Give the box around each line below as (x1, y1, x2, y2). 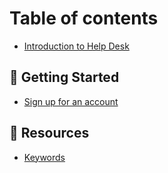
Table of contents (9, 7, 159, 30)
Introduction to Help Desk (23, 40, 130, 52)
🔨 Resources (9, 125, 90, 142)
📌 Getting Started (9, 69, 120, 86)
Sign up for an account (23, 95, 119, 107)
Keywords (23, 151, 66, 163)
